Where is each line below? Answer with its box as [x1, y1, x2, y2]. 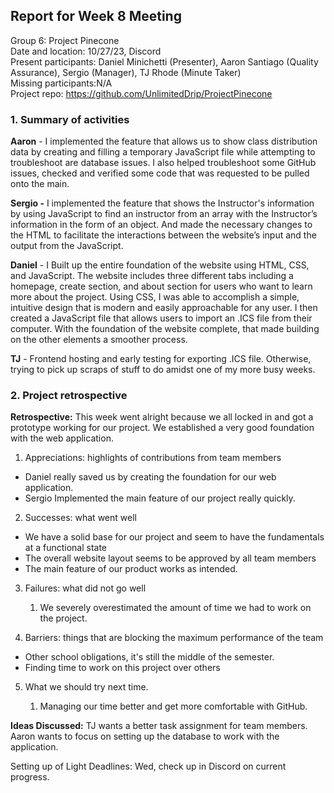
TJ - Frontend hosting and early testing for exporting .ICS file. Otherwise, [10, 353, 312, 365]
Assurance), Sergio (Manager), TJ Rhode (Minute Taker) [10, 66, 242, 78]
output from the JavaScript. [10, 240, 124, 252]
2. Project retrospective [10, 389, 128, 403]
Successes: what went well [24, 512, 137, 524]
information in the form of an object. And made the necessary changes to [10, 219, 313, 231]
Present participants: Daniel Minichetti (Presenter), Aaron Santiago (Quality [10, 55, 319, 68]
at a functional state [24, 542, 108, 554]
